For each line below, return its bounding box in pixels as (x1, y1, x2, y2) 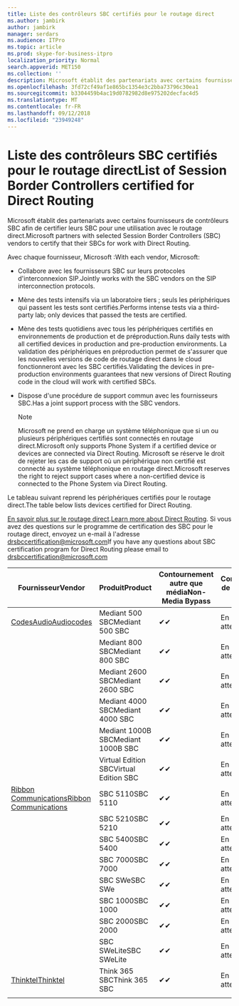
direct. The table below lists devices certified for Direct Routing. (7, 500, 192, 509)
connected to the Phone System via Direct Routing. (17, 479, 168, 488)
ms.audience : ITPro (7, 37, 65, 44)
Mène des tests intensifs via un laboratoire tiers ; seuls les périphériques (17, 295, 230, 304)
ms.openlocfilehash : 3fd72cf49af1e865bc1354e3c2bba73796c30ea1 (7, 83, 199, 90)
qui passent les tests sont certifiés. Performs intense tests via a (17, 303, 202, 311)
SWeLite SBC (99, 945, 142, 955)
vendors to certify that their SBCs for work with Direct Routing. (7, 239, 191, 247)
